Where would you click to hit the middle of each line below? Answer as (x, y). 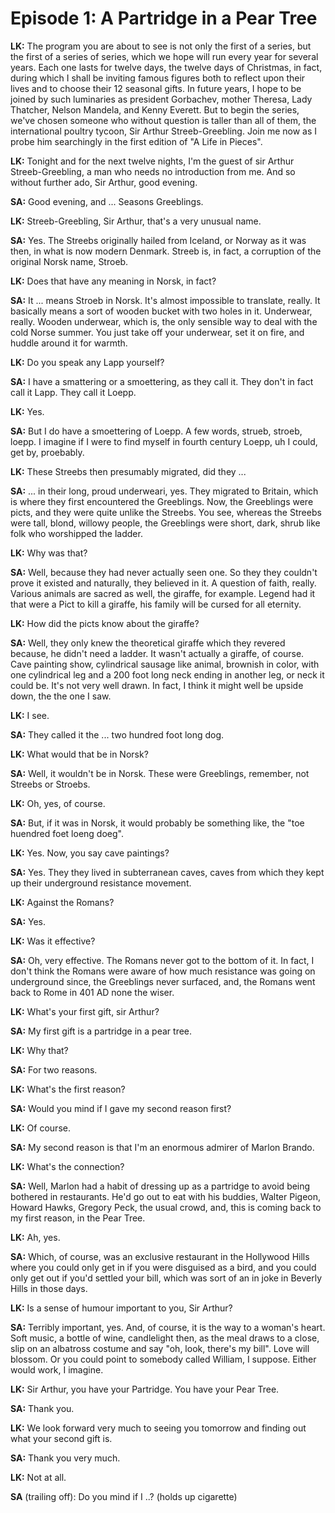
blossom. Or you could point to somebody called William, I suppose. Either (163, 1359)
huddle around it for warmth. (69, 343)
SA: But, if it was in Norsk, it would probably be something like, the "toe (157, 823)
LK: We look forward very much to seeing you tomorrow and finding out (158, 1428)
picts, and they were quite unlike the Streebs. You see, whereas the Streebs (166, 512)
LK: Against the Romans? (62, 902)
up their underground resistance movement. (101, 883)
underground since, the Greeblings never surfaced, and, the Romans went (163, 981)
